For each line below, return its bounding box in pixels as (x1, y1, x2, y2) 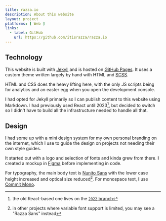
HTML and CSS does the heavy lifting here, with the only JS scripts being (5, 81, 155, 87)
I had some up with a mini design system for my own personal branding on (5, 135, 157, 141)
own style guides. (5, 146, 41, 152)
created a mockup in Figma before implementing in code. (5, 161, 122, 166)
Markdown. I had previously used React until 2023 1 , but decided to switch (5, 101, 156, 108)
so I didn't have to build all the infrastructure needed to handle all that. (5, 108, 148, 113)
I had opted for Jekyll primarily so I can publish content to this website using (5, 96, 161, 102)
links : (5, 26, 19, 31)
